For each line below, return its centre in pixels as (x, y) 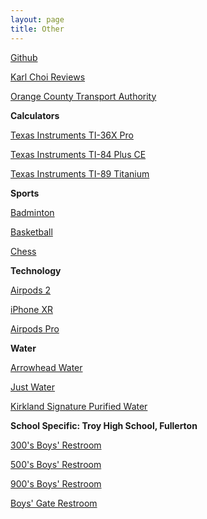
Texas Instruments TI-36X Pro (72, 135)
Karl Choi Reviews (48, 77)
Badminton (32, 212)
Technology (36, 270)
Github (24, 57)
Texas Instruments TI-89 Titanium (80, 173)
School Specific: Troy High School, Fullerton (104, 425)
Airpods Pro (35, 328)
